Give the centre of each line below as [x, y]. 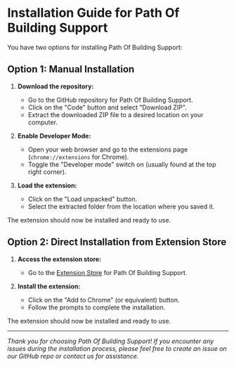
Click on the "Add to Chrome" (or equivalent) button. [104, 300]
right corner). [47, 172]
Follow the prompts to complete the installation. [97, 307]
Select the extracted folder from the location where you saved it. [121, 206]
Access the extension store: [59, 259]
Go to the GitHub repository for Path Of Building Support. [110, 100]
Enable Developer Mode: [54, 135]
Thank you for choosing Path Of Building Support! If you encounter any [111, 341]
